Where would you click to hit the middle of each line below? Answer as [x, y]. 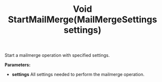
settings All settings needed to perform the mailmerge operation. [78, 75]
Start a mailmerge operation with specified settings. [57, 55]
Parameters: [18, 65]
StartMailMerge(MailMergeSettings [82, 20]
